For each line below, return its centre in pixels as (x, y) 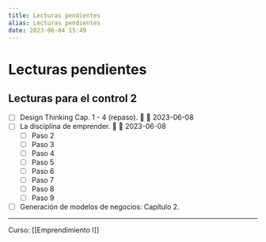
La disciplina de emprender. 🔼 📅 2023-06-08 (93, 127)
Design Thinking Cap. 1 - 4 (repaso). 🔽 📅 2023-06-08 (106, 117)
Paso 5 (43, 162)
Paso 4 (43, 153)
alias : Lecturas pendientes (55, 23)
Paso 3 (43, 144)
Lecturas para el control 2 (72, 98)
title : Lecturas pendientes (55, 15)
